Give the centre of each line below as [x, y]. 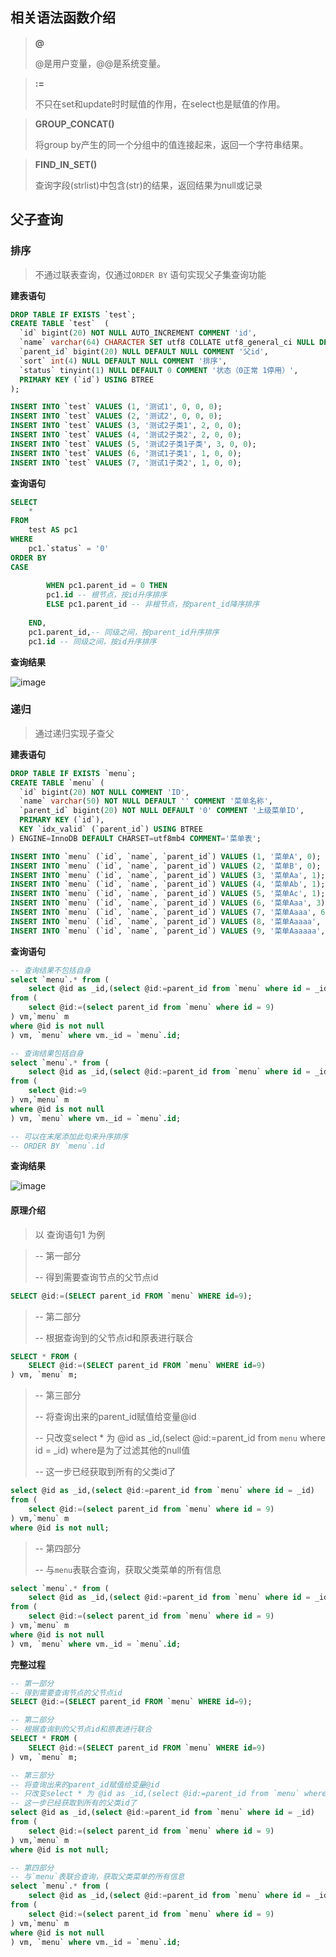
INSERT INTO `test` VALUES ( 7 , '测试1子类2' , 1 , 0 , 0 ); [126, 463]
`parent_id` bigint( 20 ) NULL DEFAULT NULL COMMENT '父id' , [144, 352]
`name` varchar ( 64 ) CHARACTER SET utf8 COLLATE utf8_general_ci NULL [167, 343]
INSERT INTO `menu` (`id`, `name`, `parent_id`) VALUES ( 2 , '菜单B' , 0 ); [166, 866]
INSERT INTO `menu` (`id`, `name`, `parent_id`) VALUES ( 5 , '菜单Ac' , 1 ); [168, 894]
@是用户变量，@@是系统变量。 [100, 63]
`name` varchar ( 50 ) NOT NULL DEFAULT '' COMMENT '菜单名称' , [146, 801]
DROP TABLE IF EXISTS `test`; [73, 314]
